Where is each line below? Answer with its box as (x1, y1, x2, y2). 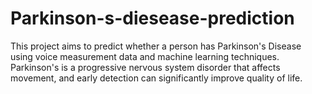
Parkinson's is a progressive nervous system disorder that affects (10, 61, 281, 73)
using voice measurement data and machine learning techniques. (10, 50, 280, 62)
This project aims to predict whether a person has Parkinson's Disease (10, 40, 302, 52)
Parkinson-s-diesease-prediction (10, 7, 295, 30)
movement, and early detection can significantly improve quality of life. (10, 72, 303, 84)
